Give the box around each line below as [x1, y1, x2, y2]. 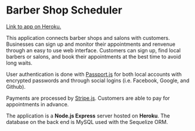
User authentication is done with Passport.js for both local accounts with [6, 70, 182, 78]
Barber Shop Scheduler [6, 4, 122, 17]
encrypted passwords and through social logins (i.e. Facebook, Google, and [6, 77, 190, 84]
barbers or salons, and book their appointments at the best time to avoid [6, 53, 181, 60]
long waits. [6, 59, 33, 66]
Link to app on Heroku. [6, 23, 62, 30]
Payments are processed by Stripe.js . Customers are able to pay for [6, 95, 170, 102]
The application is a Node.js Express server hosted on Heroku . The [6, 112, 170, 119]
